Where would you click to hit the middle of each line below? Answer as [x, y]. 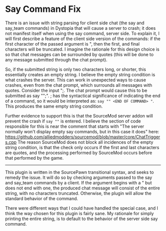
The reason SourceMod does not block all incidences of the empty [85, 142]
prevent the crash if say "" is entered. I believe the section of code [73, 121]
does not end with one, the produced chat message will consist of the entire [83, 188]
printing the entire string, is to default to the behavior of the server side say [82, 219]
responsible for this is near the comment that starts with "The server [75, 126]
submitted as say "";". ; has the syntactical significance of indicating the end [83, 96]
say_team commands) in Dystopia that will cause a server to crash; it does [81, 28]
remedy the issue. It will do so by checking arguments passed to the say [79, 177]
